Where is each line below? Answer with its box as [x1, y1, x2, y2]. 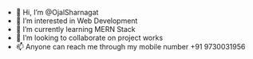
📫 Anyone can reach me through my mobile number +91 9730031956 [15, 42, 246, 51]
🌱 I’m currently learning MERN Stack [15, 25, 136, 33]
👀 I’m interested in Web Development [15, 16, 138, 26]
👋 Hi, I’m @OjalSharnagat [15, 8, 99, 17]
